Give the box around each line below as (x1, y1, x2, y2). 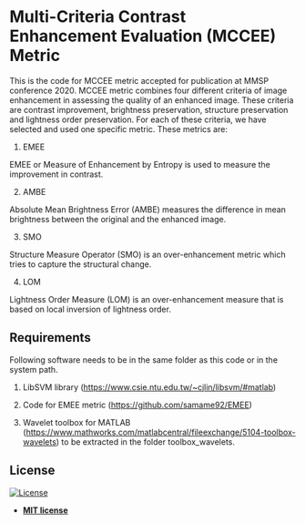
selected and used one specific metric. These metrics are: (9, 123, 228, 134)
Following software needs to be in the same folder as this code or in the (9, 354, 279, 365)
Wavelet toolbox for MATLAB (22, 416, 131, 427)
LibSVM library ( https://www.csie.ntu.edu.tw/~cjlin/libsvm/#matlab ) (22, 381, 277, 393)
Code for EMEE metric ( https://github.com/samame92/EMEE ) (22, 399, 253, 410)
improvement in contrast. (9, 169, 104, 180)
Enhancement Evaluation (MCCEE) (9, 26, 277, 46)
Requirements (9, 330, 91, 345)
